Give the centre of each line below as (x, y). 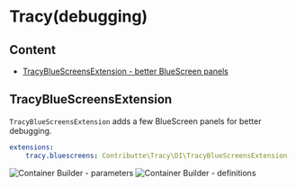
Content (33, 50)
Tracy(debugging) (79, 17)
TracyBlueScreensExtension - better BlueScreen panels (126, 71)
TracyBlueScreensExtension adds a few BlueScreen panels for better (135, 121)
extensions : (31, 147)
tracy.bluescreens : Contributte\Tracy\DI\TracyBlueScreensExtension (157, 156)
